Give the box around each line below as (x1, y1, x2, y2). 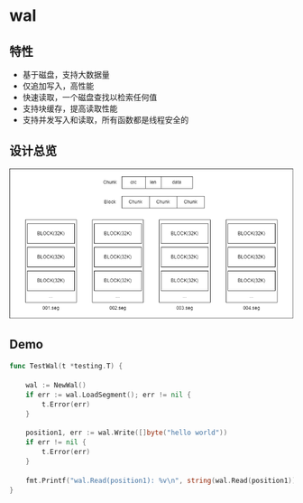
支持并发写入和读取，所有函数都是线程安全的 (22, 115, 189, 125)
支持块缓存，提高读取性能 (22, 103, 118, 114)
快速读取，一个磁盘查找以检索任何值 (22, 92, 158, 102)
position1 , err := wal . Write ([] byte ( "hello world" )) (25, 428, 228, 438)
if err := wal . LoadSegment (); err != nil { (25, 390, 192, 399)
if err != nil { (25, 438, 87, 447)
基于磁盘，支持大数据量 (22, 70, 110, 79)
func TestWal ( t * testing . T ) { (9, 362, 124, 371)
